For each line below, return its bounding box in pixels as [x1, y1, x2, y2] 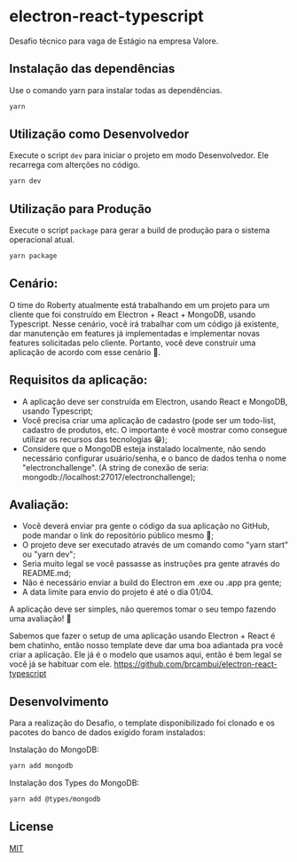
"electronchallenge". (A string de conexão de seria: [21, 462, 209, 472]
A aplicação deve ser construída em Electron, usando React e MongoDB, [21, 396, 288, 407]
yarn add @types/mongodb [9, 795, 101, 804]
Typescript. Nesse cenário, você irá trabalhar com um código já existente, [9, 318, 279, 329]
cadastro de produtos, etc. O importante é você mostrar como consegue [21, 424, 288, 435]
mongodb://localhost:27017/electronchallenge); [21, 471, 196, 482]
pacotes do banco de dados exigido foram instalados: [9, 727, 206, 738]
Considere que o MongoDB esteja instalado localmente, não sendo [21, 443, 266, 454]
